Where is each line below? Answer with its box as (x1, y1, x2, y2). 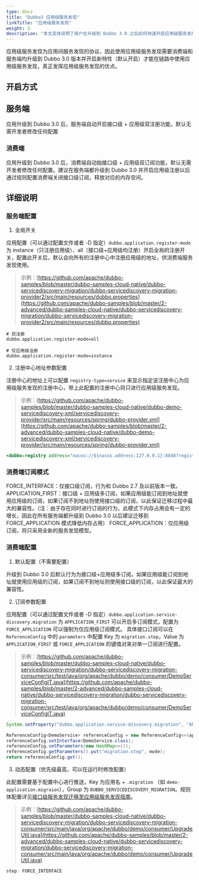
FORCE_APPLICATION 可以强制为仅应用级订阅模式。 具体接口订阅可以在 (6, 625, 174, 633)
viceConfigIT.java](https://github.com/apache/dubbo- (20, 678, 153, 685)
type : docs (6, 8, 33, 15)
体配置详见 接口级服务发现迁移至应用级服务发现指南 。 (6, 793, 136, 800)
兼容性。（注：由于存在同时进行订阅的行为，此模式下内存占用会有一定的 (16, 505, 191, 512)
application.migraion (6, 787, 60, 793)
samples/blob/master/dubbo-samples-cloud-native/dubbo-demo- (20, 404, 182, 411)
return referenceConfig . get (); (6, 754, 84, 760)
